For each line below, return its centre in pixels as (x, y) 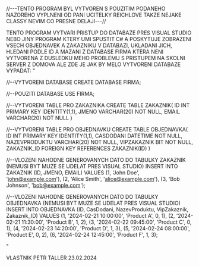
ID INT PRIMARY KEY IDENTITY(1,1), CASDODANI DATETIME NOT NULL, (94, 136)
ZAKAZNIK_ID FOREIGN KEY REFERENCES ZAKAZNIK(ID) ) (78, 148)
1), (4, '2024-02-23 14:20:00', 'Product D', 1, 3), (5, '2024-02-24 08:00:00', (98, 228)
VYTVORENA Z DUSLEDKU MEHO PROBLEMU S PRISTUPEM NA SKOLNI (96, 58)
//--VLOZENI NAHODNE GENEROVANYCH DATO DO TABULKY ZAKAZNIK (96, 160)
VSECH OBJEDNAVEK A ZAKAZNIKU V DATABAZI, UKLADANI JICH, (89, 45)
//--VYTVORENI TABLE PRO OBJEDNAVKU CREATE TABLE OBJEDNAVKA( (97, 129)
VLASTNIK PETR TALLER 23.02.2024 (51, 258)
